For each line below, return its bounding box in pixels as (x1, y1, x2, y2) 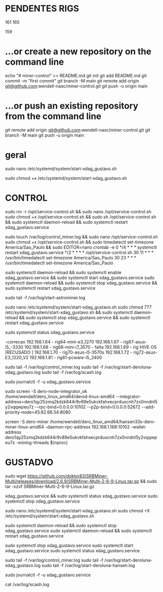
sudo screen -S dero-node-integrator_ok (5, 388, 87, 394)
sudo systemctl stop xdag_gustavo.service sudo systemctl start (5, 542, 134, 548)
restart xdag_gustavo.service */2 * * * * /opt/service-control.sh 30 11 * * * (5, 249, 154, 255)
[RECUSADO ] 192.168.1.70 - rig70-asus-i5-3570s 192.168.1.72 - (5, 349, 133, 355)
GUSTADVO (5, 456, 54, 468)
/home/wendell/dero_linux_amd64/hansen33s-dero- (49, 419, 156, 424)
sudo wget (5, 473, 27, 479)
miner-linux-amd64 (5, 423, 44, 430)
